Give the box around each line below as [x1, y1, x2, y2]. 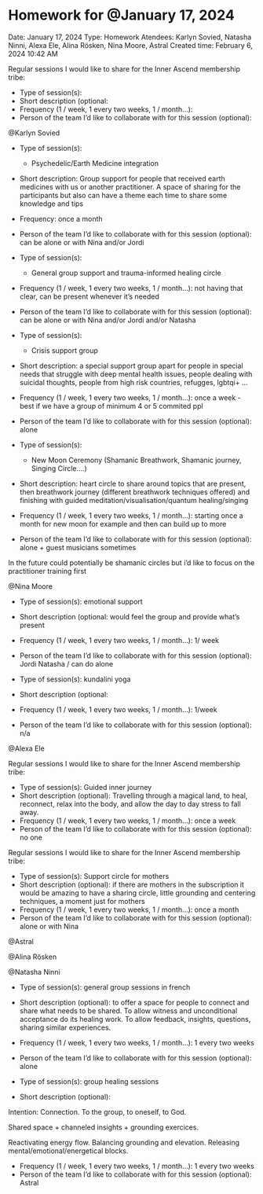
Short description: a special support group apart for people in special [19, 361, 243, 370]
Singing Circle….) [31, 463, 88, 473]
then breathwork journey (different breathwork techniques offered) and [19, 487, 250, 497]
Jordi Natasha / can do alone [19, 659, 114, 668]
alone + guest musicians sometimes [19, 542, 137, 552]
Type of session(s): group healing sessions [19, 1076, 159, 1086]
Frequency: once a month [19, 214, 104, 223]
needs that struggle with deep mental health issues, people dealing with [19, 369, 253, 379]
